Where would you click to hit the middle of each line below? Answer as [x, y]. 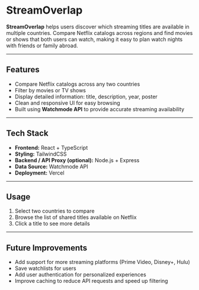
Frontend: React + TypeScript [51, 147]
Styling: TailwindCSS [41, 154]
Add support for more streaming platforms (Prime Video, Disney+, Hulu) [102, 262]
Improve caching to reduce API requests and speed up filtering [91, 281]
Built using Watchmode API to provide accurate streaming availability [99, 109]
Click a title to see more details [52, 224]
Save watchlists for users [45, 268]
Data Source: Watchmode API [52, 166]
